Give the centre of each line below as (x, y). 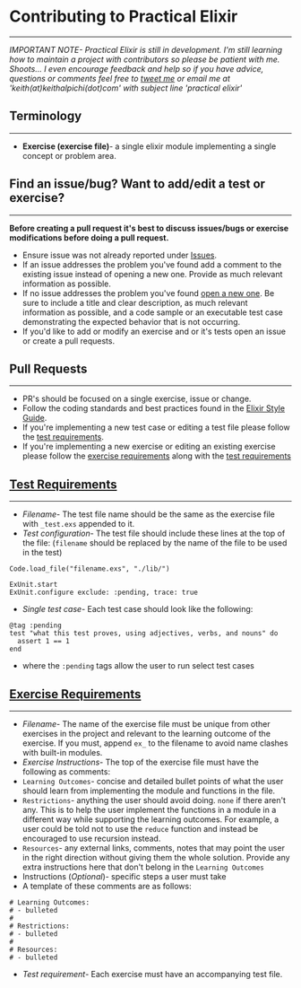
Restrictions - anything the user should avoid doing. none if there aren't (154, 800)
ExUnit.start (34, 585)
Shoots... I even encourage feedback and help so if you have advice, (137, 68)
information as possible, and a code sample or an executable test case (153, 312)
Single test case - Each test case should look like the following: (138, 609)
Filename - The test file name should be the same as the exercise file (148, 514)
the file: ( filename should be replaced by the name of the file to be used (155, 543)
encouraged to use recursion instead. (91, 838)
